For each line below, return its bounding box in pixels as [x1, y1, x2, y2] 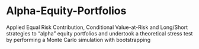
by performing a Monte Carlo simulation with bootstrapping [6, 36, 151, 43]
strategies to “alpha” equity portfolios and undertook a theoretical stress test [6, 30, 193, 37]
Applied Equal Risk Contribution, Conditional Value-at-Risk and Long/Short [6, 24, 188, 31]
